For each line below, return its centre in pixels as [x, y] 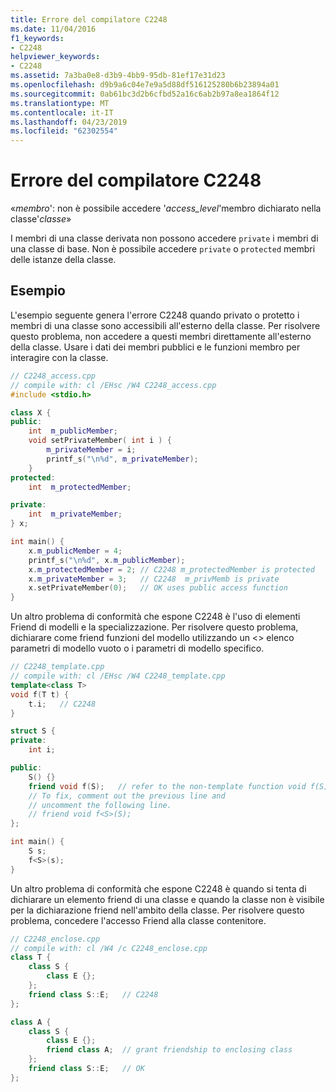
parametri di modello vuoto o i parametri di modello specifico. [137, 648]
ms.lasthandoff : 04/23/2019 [69, 122]
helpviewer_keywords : [55, 57]
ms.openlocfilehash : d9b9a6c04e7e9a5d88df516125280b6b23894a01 [145, 85]
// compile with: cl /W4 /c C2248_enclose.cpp [109, 948]
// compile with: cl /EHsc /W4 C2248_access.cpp [113, 385]
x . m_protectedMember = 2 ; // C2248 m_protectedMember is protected [171, 569]
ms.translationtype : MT [60, 103]
